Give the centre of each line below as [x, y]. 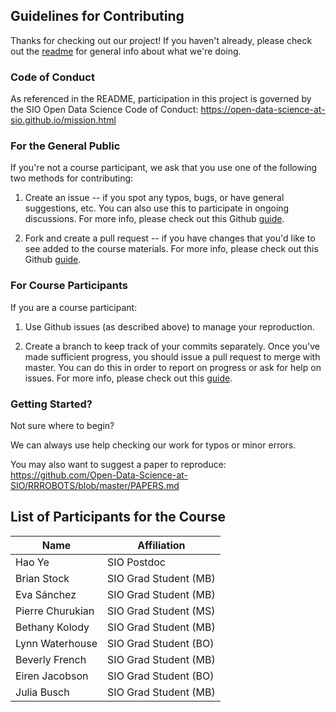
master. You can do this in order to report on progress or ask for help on [173, 367]
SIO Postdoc [136, 562]
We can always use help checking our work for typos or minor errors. [153, 445]
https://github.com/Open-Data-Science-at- [99, 475]
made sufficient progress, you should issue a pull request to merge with [172, 356]
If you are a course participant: [74, 307]
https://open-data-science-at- [263, 110]
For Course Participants [69, 286]
